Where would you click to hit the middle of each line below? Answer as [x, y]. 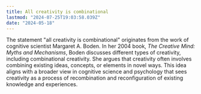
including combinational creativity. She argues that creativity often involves [99, 59]
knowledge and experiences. [42, 84]
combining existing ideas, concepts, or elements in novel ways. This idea [97, 65]
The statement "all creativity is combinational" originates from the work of [97, 40]
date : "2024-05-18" [31, 23]
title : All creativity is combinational [58, 12]
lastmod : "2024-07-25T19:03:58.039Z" [53, 17]
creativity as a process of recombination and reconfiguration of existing [95, 78]
